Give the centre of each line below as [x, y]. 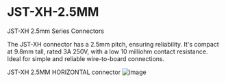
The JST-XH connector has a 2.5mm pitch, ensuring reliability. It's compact [113, 44]
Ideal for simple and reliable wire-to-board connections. [86, 58]
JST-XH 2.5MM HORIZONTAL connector [64, 72]
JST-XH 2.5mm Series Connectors [56, 31]
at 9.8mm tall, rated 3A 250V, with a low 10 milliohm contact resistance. [108, 51]
